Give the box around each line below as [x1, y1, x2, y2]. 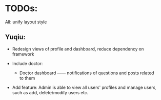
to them [19, 75, 35, 81]
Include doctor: [12, 60, 43, 66]
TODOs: [5, 3, 38, 14]
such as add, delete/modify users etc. [12, 89, 89, 95]
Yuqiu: [5, 33, 26, 41]
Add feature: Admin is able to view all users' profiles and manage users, [12, 84, 157, 90]
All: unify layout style [5, 19, 47, 25]
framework [12, 51, 35, 57]
